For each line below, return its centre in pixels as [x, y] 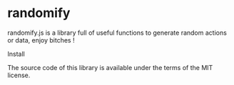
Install [16, 54]
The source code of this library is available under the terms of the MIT [110, 67]
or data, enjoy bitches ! [41, 40]
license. [19, 75]
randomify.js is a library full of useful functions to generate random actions [117, 33]
